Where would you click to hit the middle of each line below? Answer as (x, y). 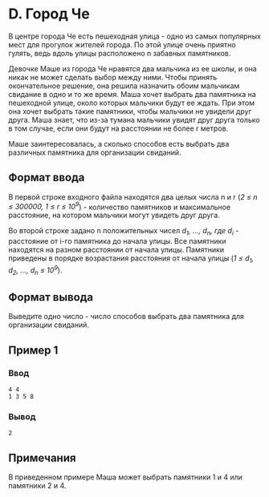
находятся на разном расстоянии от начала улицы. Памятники (116, 250)
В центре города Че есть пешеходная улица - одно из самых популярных (135, 36)
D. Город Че (49, 14)
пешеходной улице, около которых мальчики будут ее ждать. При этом (132, 103)
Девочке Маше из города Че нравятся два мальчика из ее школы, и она (132, 68)
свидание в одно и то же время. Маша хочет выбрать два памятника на (132, 94)
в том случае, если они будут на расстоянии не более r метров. (118, 128)
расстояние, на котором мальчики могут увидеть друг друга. (114, 215)
